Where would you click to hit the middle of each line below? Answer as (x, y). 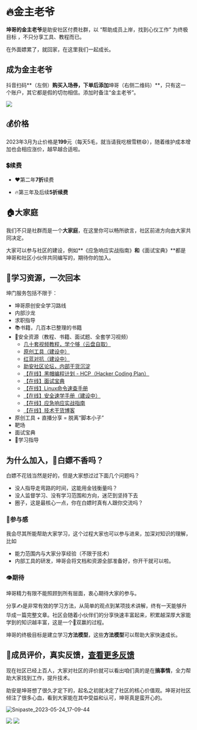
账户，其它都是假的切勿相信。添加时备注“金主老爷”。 (75, 92)
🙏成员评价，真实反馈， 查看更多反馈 (70, 655)
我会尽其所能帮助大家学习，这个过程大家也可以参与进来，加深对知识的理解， (98, 533)
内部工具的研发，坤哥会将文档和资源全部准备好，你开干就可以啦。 (94, 560)
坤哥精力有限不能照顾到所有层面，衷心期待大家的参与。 (73, 593)
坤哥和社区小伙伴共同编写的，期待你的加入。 (60, 257)
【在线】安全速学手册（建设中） (62, 396)
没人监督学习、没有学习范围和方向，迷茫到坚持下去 (76, 496)
